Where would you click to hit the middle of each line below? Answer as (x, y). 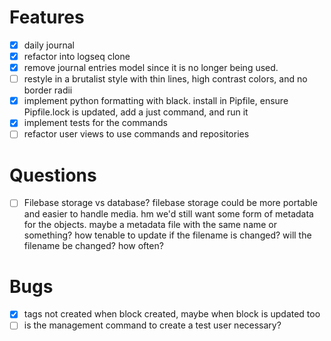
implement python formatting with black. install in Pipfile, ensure (156, 101)
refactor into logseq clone (77, 56)
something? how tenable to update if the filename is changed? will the (167, 235)
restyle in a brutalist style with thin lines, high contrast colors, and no (165, 79)
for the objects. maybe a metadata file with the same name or (150, 225)
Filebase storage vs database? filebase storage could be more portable (170, 203)
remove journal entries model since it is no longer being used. (151, 68)
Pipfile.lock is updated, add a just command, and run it (136, 112)
